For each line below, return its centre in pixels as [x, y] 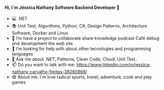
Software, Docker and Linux [40, 33]
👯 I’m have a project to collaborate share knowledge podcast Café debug [85, 38]
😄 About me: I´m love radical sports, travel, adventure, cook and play [82, 77]
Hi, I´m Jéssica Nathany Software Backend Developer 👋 [62, 7]
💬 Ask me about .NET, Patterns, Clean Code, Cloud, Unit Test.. [75, 59]
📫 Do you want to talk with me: [43, 65]
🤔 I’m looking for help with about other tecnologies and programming [81, 49]
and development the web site [42, 44]
